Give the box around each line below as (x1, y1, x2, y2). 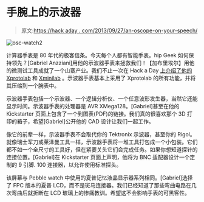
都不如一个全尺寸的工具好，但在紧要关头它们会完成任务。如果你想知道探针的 (6, 145, 198, 153)
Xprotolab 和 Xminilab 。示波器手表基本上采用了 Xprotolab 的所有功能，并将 (6, 74, 196, 82)
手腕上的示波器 (6, 5, 81, 19)
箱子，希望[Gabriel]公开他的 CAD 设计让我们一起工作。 (16, 117, 155, 125)
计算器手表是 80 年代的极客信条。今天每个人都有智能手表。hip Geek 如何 (6, 51, 189, 58)
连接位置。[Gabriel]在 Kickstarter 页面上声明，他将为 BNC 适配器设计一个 (6, 153, 190, 161)
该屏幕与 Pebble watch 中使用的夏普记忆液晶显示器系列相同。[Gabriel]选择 (6, 174, 193, 181)
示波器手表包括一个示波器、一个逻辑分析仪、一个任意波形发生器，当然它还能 (6, 95, 198, 102)
